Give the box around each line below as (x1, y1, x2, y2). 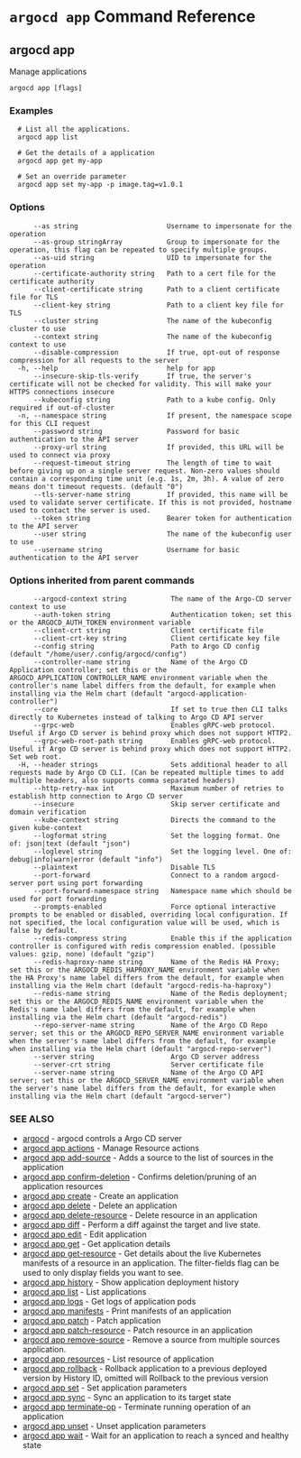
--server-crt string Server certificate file (32, 1060, 264, 1069)
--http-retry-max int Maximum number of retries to (32, 783, 284, 793)
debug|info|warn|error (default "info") (9, 854, 164, 863)
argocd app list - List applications (22, 1287, 147, 1297)
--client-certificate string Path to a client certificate (32, 284, 280, 294)
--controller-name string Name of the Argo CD (32, 657, 248, 667)
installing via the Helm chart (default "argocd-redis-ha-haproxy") (9, 981, 272, 990)
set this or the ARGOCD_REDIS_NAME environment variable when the (9, 997, 264, 1006)
